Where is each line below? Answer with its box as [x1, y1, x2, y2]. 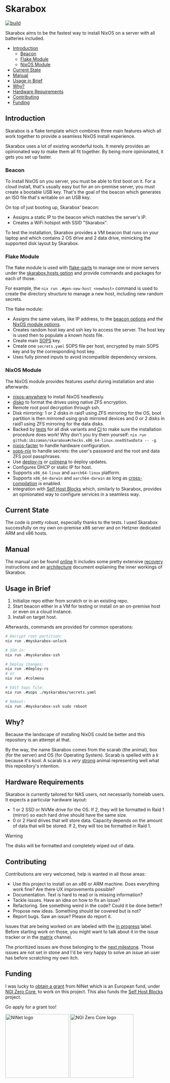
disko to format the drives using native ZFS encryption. [12, 399, 128, 405]
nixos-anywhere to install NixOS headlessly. [12, 393, 105, 399]
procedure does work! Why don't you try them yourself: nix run [12, 432, 146, 438]
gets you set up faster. [5, 154, 52, 160]
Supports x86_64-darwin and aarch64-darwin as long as [12, 475, 128, 481]
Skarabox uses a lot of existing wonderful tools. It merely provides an [5, 143, 150, 149]
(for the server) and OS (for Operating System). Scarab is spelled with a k [5, 752, 159, 758]
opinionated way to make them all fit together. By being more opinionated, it [5, 148, 164, 155]
